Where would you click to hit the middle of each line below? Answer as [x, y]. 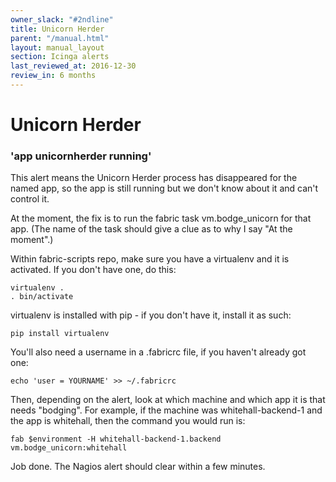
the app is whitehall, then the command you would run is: [128, 421]
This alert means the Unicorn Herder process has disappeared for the [154, 178]
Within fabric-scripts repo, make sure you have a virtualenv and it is [150, 259]
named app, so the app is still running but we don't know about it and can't [164, 188]
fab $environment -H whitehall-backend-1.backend [116, 439]
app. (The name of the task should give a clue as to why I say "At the [151, 229]
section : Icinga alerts [60, 57]
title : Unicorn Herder [57, 29]
